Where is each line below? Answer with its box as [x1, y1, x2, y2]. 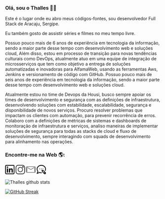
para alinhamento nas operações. [5, 139, 73, 145]
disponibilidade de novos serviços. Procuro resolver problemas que [5, 107, 143, 113]
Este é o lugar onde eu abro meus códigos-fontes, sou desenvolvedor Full [5, 16, 156, 22]
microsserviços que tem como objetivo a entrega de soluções [5, 61, 131, 67]
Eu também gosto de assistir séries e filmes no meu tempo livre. [5, 31, 136, 37]
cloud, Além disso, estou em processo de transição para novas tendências [5, 50, 157, 56]
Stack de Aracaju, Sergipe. [5, 21, 60, 27]
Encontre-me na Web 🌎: [5, 152, 65, 159]
